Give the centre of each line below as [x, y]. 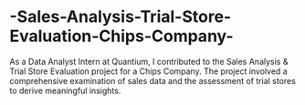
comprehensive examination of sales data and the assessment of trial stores [153, 80]
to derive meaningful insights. [65, 90]
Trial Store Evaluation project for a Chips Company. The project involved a [148, 71]
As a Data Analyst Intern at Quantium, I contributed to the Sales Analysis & [149, 61]
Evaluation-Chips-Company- [122, 36]
